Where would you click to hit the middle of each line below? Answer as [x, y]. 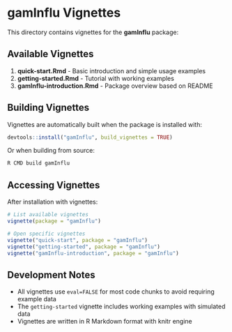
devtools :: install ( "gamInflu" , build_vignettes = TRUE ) [90, 137]
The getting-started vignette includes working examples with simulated [121, 307]
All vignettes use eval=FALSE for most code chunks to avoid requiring [116, 292]
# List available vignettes [48, 215]
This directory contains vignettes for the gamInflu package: [93, 32]
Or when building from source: [51, 151]
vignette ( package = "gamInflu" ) [54, 221]
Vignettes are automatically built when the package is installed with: [105, 124]
